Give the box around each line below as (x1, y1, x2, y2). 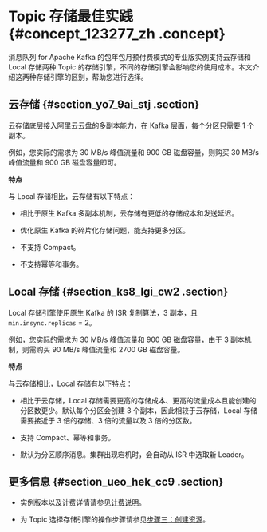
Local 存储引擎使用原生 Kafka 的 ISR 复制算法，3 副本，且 (8, 308, 198, 317)
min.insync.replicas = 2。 (8, 317, 96, 328)
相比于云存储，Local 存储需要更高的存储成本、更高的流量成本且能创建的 (19, 395, 257, 405)
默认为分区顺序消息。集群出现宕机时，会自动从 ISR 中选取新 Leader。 (19, 449, 249, 459)
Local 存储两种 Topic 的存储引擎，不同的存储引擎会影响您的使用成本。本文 (8, 62, 253, 72)
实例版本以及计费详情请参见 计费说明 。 (19, 498, 146, 507)
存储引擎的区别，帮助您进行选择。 (35, 72, 148, 81)
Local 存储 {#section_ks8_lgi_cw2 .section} (8, 285, 229, 299)
